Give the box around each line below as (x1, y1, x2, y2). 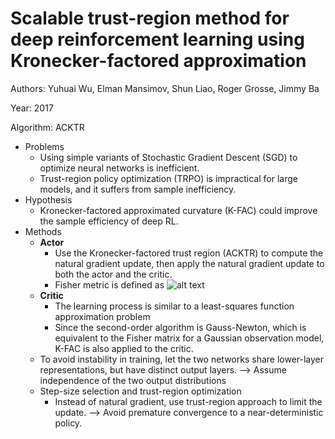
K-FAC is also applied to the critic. (54, 342, 194, 354)
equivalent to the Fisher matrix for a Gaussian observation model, (54, 332, 325, 344)
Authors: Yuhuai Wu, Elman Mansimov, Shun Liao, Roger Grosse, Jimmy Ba (10, 82, 320, 94)
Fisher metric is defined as (54, 278, 165, 291)
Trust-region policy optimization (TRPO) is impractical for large (39, 172, 298, 184)
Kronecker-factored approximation (10, 50, 307, 72)
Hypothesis (24, 193, 73, 206)
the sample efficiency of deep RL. (39, 215, 179, 227)
